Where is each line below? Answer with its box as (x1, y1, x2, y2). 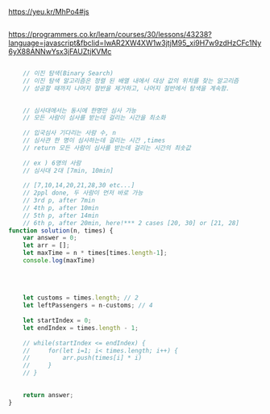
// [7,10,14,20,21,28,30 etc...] (23, 182, 135, 190)
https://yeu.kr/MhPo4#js (8, 7, 89, 16)
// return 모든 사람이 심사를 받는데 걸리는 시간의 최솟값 (23, 144, 191, 152)
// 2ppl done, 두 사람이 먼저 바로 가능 (23, 189, 143, 197)
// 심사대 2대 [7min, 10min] (23, 166, 114, 174)
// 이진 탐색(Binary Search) (23, 69, 114, 77)
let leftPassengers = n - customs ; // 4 (23, 302, 153, 310)
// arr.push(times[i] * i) (23, 354, 143, 362)
